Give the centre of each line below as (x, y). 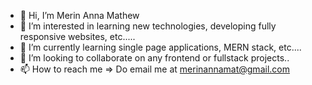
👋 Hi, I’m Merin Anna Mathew (79, 15)
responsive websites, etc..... (77, 36)
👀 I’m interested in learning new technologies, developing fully (148, 26)
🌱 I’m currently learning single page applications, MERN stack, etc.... (160, 47)
